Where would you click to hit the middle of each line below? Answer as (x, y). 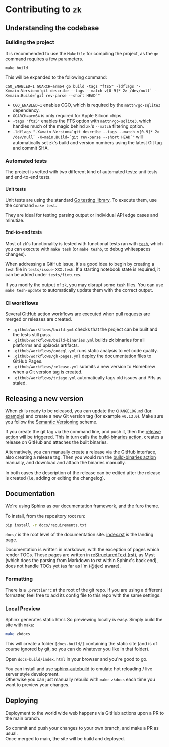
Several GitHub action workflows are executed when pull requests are (78, 314)
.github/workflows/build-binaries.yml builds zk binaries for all (78, 340)
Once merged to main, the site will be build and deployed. (65, 738)
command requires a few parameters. (44, 59)
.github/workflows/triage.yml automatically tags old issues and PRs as (87, 377)
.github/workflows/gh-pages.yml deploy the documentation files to (82, 356)
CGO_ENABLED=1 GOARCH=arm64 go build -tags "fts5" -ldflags (70, 86)
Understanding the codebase (52, 28)
